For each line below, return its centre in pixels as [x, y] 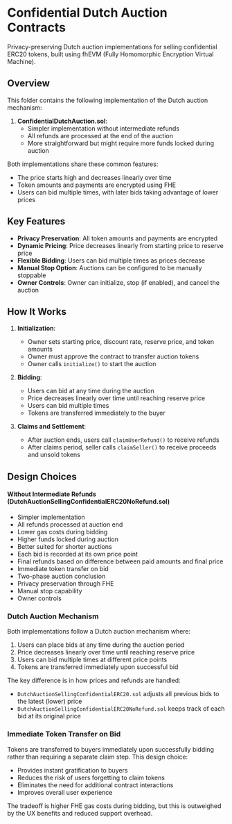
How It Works [37, 312]
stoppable [32, 275]
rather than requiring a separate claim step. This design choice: [98, 757]
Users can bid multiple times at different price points [92, 660]
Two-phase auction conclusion [61, 576]
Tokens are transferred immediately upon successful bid [98, 667]
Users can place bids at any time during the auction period [101, 645]
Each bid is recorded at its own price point [78, 554]
